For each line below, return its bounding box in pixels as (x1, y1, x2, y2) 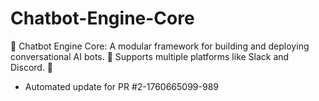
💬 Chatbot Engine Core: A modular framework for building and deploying (10, 40, 310, 52)
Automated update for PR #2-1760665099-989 (24, 80, 219, 92)
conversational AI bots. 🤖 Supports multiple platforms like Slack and (10, 50, 290, 62)
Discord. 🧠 (10, 61, 54, 73)
